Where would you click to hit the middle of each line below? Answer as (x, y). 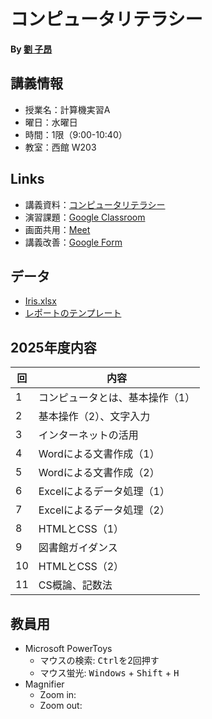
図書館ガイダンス (78, 548)
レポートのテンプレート (73, 313)
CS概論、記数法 (75, 585)
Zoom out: (61, 705)
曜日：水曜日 (51, 122)
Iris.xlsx (40, 301)
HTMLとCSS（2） (81, 567)
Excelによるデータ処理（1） (104, 492)
